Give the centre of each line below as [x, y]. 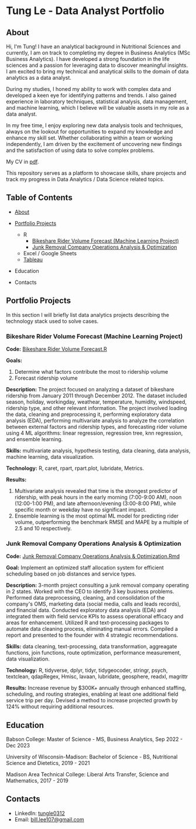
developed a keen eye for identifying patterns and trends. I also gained [91, 95]
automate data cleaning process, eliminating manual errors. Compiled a [92, 629]
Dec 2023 [18, 746]
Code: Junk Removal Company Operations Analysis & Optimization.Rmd [93, 556]
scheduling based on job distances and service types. [71, 574]
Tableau [33, 259]
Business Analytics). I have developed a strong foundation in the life [88, 59]
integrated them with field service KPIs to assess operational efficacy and [95, 617]
